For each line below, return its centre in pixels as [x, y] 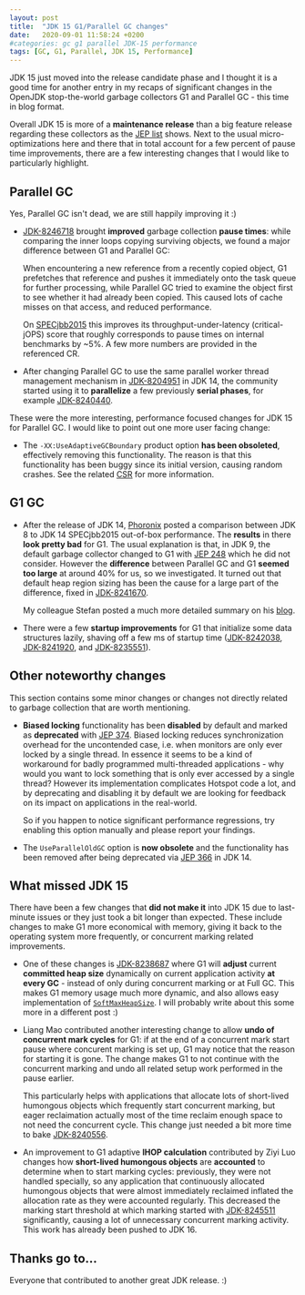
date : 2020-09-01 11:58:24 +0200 [77, 35]
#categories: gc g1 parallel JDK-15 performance [103, 43]
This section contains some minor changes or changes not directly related [149, 698]
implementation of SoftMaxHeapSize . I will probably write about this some [158, 1003]
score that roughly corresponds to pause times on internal [155, 334]
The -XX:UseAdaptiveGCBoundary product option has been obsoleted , [151, 445]
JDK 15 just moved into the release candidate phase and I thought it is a [143, 77]
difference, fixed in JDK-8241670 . [85, 592]
